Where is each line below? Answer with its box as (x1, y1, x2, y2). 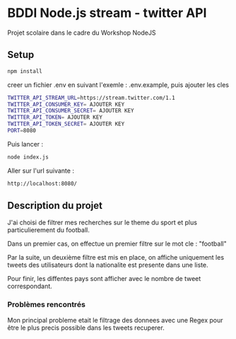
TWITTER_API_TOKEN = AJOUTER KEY (7, 114, 102, 121)
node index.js (7, 154, 49, 161)
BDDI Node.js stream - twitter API (7, 5, 207, 21)
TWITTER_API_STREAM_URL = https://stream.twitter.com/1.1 (7, 94, 175, 101)
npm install (7, 67, 42, 75)
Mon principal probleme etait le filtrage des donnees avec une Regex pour (7, 316, 224, 324)
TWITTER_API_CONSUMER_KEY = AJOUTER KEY (7, 100, 125, 108)
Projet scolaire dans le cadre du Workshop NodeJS (7, 28, 156, 37)
